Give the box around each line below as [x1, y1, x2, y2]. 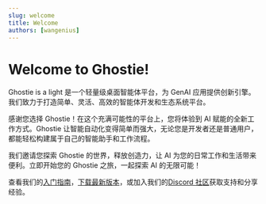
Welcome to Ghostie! [8, 60, 149, 78]
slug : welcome [8, 11, 56, 20]
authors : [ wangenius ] [8, 26, 80, 34]
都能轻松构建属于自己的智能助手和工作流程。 [8, 134, 155, 143]
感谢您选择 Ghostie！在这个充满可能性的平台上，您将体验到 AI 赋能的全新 [8, 114, 248, 123]
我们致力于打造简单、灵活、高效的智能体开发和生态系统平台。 [8, 97, 210, 107]
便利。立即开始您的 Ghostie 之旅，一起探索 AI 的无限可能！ [8, 161, 201, 170]
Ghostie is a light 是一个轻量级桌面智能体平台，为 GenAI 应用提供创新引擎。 [8, 88, 256, 97]
